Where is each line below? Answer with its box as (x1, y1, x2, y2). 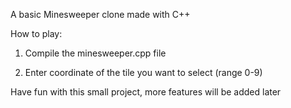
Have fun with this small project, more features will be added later (10, 86, 282, 98)
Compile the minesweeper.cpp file (24, 47, 167, 59)
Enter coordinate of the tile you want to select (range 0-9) (24, 67, 263, 78)
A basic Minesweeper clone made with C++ (10, 9, 191, 20)
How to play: (10, 28, 63, 39)
